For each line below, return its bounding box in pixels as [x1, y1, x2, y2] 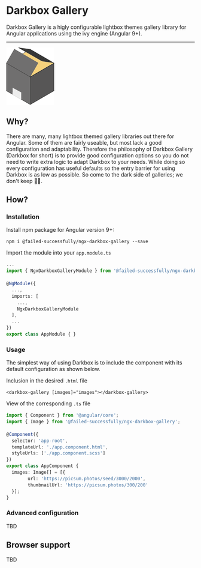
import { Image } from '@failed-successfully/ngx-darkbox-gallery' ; [6, 418, 181, 425]
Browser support [6, 540, 71, 550]
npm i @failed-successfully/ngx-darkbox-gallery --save [6, 238, 148, 245]
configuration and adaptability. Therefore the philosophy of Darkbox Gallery [6, 145, 193, 153]
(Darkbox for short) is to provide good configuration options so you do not [6, 151, 189, 159]
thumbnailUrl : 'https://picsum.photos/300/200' [28, 482, 148, 488]
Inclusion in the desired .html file [6, 377, 88, 384]
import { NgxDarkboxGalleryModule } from [6, 268, 111, 274]
